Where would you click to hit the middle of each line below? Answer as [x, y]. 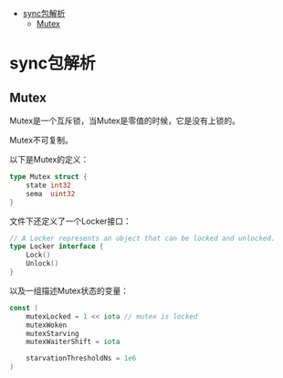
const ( [24, 308]
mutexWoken [47, 325]
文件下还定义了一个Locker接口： [71, 221]
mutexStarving [52, 333]
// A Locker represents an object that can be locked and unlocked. [142, 238]
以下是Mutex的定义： [49, 159]
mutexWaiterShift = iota [73, 342]
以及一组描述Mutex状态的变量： [69, 290]
